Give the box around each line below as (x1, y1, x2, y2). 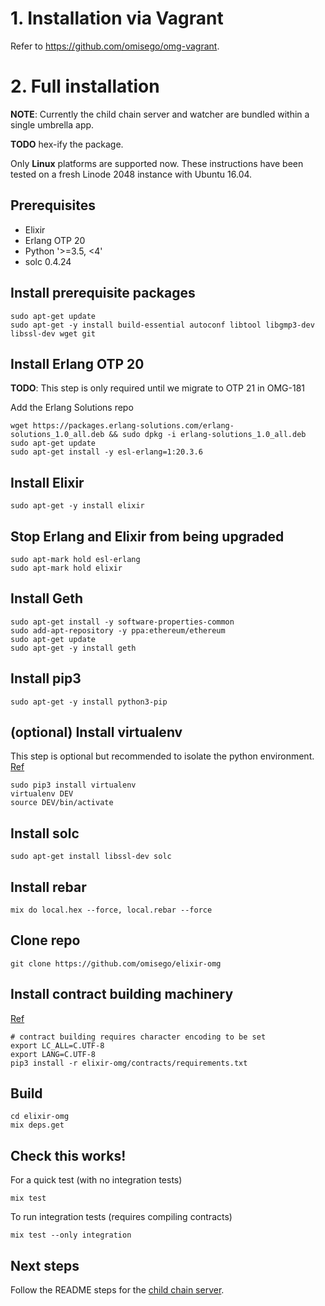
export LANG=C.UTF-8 (10, 1049, 97, 1059)
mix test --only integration (10, 1230, 132, 1241)
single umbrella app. (10, 118, 95, 131)
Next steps (10, 1257, 80, 1274)
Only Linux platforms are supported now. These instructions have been (10, 157, 304, 169)
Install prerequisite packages (10, 285, 196, 302)
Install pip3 (10, 670, 82, 687)
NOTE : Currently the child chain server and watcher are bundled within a (10, 108, 310, 120)
